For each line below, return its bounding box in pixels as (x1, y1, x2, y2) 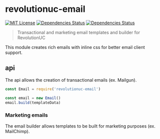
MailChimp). (5, 128, 30, 134)
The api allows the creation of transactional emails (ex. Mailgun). (5, 77, 137, 83)
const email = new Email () (5, 95, 61, 100)
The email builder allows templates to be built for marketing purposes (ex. (5, 123, 156, 129)
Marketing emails (5, 112, 48, 119)
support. (5, 49, 23, 55)
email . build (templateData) (5, 100, 61, 105)
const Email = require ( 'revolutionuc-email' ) (5, 87, 101, 92)
